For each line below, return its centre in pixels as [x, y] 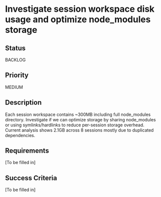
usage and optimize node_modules [78, 19]
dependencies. [20, 135]
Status [15, 48]
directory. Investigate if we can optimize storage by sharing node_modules [80, 119]
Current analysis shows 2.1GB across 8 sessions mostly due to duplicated [79, 130]
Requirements [27, 151]
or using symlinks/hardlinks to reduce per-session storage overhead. [75, 125]
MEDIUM [14, 87]
